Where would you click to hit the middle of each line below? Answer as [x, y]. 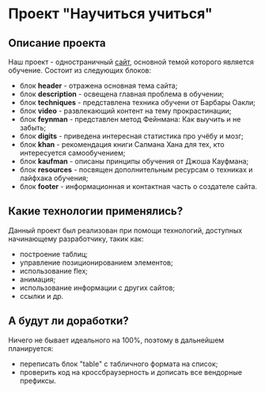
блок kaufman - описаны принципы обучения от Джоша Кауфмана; [134, 161]
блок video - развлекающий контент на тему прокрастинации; [125, 111]
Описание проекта [57, 43]
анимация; [38, 279]
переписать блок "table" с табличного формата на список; [119, 364]
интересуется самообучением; [72, 153]
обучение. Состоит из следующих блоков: [80, 70]
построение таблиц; [54, 254]
